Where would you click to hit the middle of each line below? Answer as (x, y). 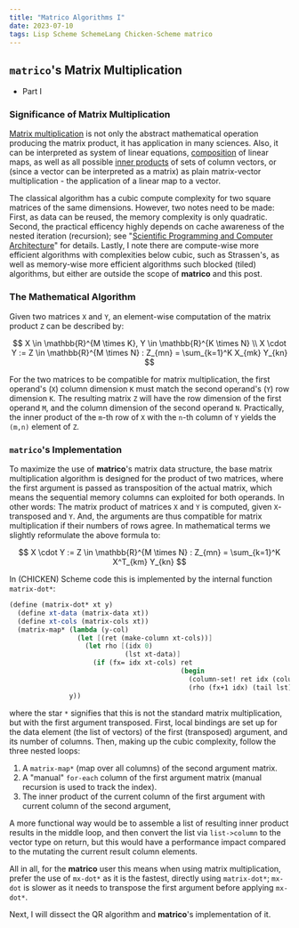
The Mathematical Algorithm (73, 297)
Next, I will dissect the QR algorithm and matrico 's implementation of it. (140, 914)
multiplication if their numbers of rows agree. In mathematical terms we (140, 526)
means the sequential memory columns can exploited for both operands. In (147, 497)
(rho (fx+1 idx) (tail (230, 687)
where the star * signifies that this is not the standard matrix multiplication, (146, 713)
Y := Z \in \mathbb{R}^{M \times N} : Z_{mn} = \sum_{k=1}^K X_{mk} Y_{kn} (149, 352)
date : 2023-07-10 (41, 26)
